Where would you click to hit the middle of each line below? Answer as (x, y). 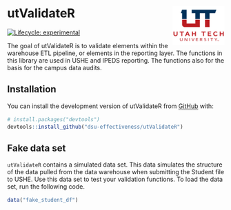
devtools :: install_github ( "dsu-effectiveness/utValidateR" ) (96, 127)
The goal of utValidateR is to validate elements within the (88, 45)
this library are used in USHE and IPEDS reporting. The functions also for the (116, 60)
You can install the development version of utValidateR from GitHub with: (110, 106)
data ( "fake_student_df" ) (43, 200)
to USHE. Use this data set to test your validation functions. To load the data (115, 179)
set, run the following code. (46, 187)
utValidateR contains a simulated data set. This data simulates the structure (115, 165)
